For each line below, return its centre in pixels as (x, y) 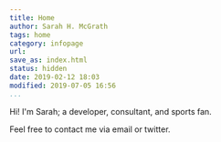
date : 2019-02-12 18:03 (55, 77)
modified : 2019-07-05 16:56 (63, 86)
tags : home (30, 35)
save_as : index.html (49, 60)
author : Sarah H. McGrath (58, 26)
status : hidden (38, 69)
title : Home (32, 18)
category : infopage (47, 43)
